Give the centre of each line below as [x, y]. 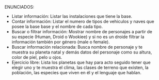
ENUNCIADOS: [19, 7]
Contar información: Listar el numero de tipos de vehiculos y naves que [83, 21]
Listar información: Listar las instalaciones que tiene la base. [72, 16]
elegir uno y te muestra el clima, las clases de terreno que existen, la [80, 67]
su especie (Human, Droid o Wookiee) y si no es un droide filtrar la [78, 37]
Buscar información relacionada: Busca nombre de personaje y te [77, 47]
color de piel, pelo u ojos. [37, 57]
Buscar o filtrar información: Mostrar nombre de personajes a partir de [82, 32]
